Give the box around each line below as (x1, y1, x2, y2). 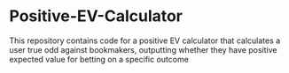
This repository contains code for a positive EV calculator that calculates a (9, 35, 281, 46)
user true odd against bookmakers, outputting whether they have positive (9, 44, 277, 55)
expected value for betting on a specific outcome (9, 54, 189, 64)
